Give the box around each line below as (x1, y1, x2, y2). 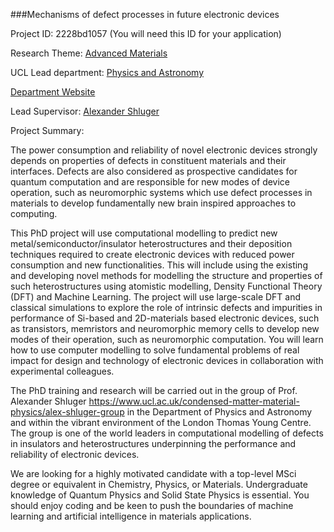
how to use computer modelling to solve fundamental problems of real (10, 344, 300, 356)
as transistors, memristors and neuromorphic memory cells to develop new (10, 323, 320, 334)
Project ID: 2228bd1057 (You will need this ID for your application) (10, 28, 282, 39)
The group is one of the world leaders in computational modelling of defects (10, 427, 324, 439)
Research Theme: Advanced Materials (10, 47, 168, 59)
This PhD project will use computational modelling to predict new (10, 227, 278, 239)
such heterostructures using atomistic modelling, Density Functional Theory (10, 280, 323, 292)
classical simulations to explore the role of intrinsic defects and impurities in (10, 302, 323, 313)
